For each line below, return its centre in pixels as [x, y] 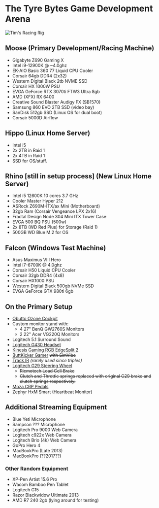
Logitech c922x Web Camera [42, 435]
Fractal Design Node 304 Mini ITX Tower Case [59, 217]
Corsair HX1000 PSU [33, 281]
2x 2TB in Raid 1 [29, 150]
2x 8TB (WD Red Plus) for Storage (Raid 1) [55, 227]
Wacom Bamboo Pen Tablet [40, 485]
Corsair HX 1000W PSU [36, 86]
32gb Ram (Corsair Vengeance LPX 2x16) [54, 211]
